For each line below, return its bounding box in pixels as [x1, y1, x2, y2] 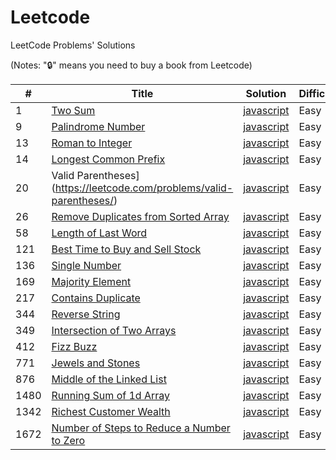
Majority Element [51, 274, 132, 288]
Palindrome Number [51, 119, 146, 133]
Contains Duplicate [51, 291, 141, 305]
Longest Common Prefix [51, 152, 166, 166]
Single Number [51, 258, 122, 272]
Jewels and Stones [51, 356, 141, 370]
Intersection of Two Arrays [51, 323, 177, 337]
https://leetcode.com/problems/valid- [54, 181, 234, 195]
